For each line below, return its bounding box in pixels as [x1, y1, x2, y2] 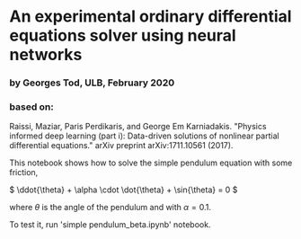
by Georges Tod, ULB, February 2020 [9, 76, 175, 89]
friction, [9, 167, 39, 178]
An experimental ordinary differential [9, 6, 292, 27]
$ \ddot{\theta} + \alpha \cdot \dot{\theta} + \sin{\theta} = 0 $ [9, 184, 238, 195]
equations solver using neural [9, 25, 236, 46]
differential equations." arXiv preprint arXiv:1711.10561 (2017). [9, 140, 234, 151]
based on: [9, 101, 54, 113]
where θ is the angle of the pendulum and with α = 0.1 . [9, 202, 212, 213]
